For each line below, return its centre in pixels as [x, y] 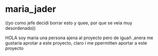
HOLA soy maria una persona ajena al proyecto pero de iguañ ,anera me [79, 38]
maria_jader [31, 9]
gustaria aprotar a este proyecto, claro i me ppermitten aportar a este [76, 43]
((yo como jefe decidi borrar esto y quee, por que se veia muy [69, 23]
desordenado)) [20, 28]
